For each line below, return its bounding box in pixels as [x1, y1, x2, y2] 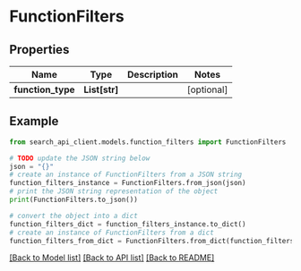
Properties [9, 42, 70, 57]
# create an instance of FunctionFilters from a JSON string [9, 170, 243, 180]
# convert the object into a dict [9, 211, 139, 220]
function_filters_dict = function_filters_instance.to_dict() [9, 219, 246, 229]
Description [126, 69, 179, 80]
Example [9, 114, 59, 129]
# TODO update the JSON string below [9, 154, 150, 163]
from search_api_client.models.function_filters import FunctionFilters [9, 137, 287, 147]
